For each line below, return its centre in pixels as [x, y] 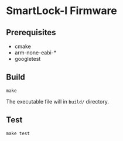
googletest [28, 59]
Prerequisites [31, 32]
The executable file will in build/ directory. [58, 101]
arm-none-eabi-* [35, 53]
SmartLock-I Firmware [61, 11]
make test [18, 133]
